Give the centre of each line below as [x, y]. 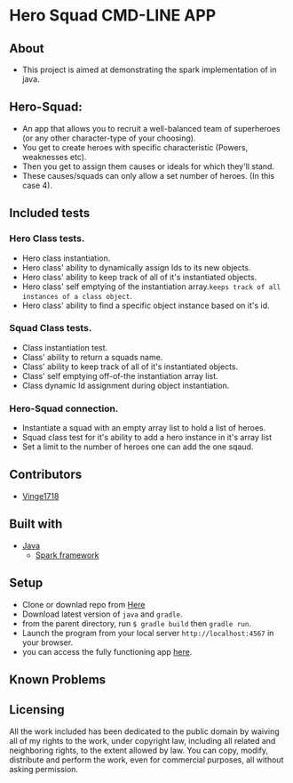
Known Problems [58, 679]
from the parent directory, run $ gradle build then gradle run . [136, 623]
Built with [36, 525]
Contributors [46, 475]
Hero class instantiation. [66, 258]
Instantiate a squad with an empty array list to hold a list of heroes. [144, 428]
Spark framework [67, 555]
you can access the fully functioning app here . [107, 651]
